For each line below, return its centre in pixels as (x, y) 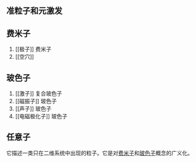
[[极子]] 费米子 (33, 49)
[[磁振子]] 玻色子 (36, 101)
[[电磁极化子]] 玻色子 (41, 116)
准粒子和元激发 (34, 11)
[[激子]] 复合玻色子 (39, 93)
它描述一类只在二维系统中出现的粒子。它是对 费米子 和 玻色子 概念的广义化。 (100, 153)
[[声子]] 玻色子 (33, 109)
